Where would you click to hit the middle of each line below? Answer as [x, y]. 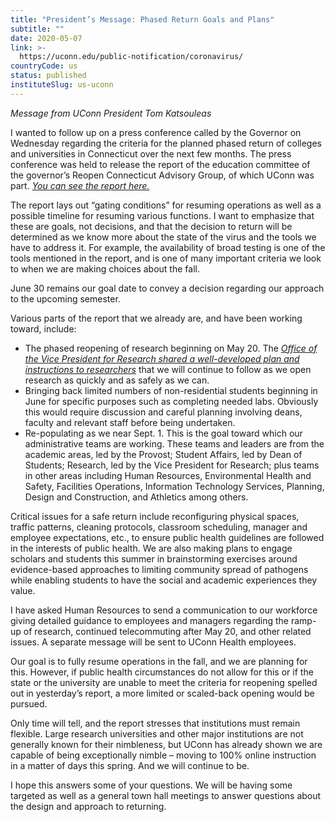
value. [23, 590]
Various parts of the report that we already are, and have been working [156, 318]
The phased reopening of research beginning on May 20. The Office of [171, 348]
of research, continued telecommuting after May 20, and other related [167, 631]
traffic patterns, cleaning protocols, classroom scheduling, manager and [159, 527]
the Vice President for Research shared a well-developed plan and [162, 358]
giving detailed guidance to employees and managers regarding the [150, 620]
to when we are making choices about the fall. [105, 268]
